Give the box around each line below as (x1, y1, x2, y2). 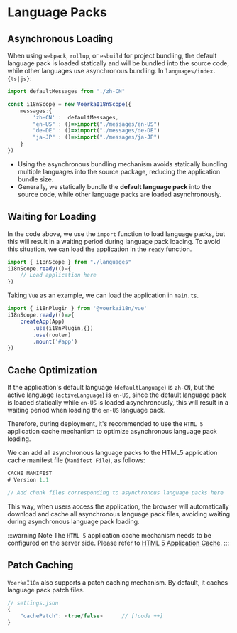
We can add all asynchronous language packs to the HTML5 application (7, 449, 218, 457)
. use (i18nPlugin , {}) (33, 324, 94, 331)
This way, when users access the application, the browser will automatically (7, 502, 229, 511)
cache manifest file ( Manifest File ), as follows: (7, 456, 145, 464)
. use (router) (33, 331, 72, 339)
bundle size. (17, 175, 54, 183)
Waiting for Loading (7, 211, 97, 223)
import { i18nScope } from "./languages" (7, 258, 132, 265)
